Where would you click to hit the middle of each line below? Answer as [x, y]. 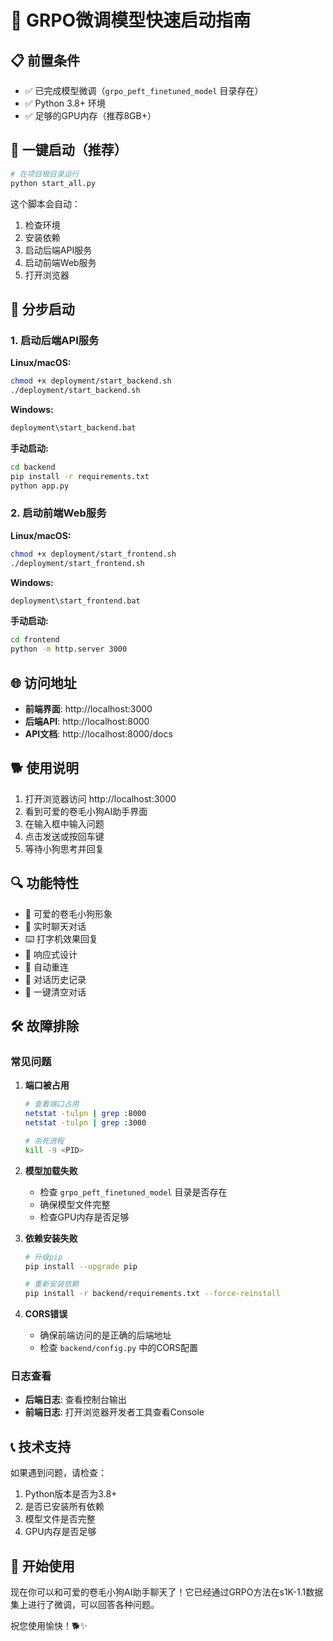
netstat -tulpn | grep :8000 [85, 1114]
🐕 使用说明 [45, 768]
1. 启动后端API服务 [55, 340]
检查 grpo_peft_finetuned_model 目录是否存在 [133, 1192]
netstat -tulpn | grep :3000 [85, 1123]
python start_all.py [53, 183]
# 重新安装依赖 [52, 1284]
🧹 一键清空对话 [55, 992]
